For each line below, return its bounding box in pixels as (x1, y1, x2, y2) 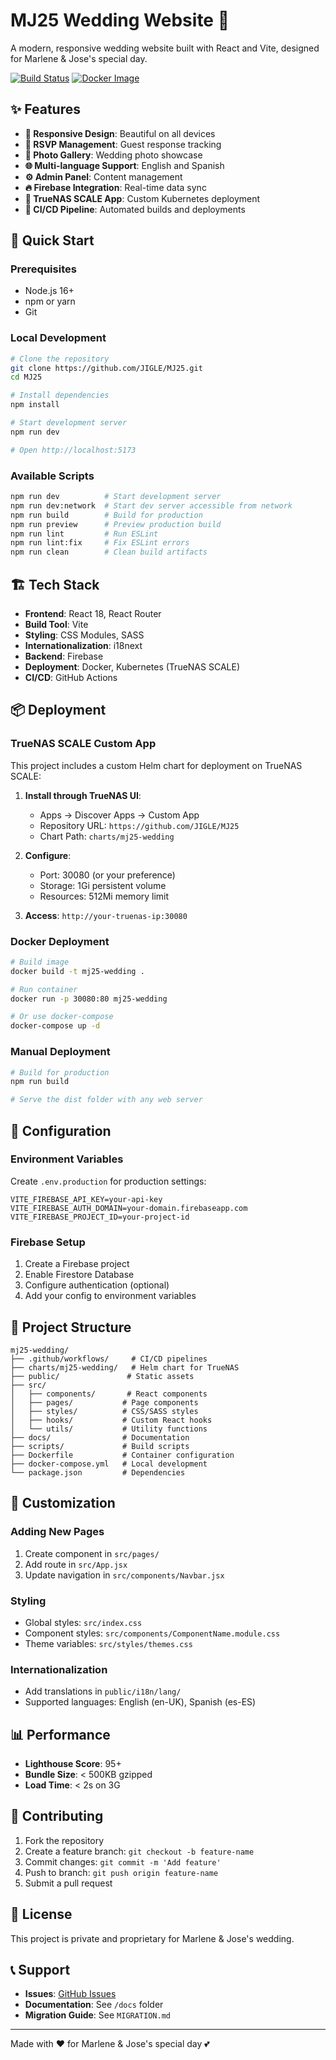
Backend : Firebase (24, 650, 104, 662)
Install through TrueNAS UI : (24, 789, 142, 801)
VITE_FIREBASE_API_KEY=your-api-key (10, 1194, 163, 1204)
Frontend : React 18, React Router (24, 607, 162, 619)
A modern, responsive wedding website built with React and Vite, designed (10, 42, 320, 54)
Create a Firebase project (24, 1258, 130, 1270)
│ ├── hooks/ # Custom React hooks (10, 1415, 213, 1425)
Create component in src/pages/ (24, 1547, 160, 1559)
